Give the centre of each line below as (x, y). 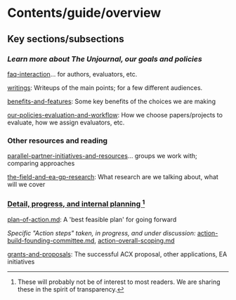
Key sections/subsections (66, 39)
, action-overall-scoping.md (135, 240)
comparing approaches (41, 164)
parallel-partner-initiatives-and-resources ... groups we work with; (103, 156)
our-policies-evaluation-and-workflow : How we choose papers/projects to (115, 115)
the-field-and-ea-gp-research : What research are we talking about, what (113, 177)
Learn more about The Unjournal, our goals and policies (105, 59)
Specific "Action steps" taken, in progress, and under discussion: (101, 233)
